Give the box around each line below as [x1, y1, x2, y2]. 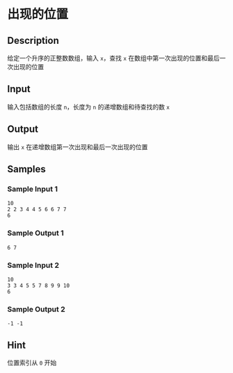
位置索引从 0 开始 [7, 358, 57, 367]
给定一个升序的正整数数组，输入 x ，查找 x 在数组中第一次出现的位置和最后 [7, 54, 220, 62]
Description [7, 34, 59, 46]
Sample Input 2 [7, 260, 59, 270]
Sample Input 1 [7, 184, 58, 194]
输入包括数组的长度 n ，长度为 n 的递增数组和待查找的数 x [7, 102, 170, 111]
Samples [7, 163, 47, 175]
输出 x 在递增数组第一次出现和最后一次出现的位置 [7, 142, 148, 151]
